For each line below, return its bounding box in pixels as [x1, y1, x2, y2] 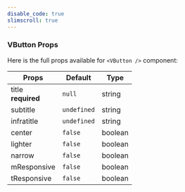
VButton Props [7, 40, 58, 50]
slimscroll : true [7, 17, 58, 24]
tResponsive [11, 173, 52, 183]
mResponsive [11, 162, 56, 172]
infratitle [11, 116, 39, 126]
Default [65, 72, 91, 82]
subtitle [11, 105, 36, 115]
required [11, 93, 40, 103]
